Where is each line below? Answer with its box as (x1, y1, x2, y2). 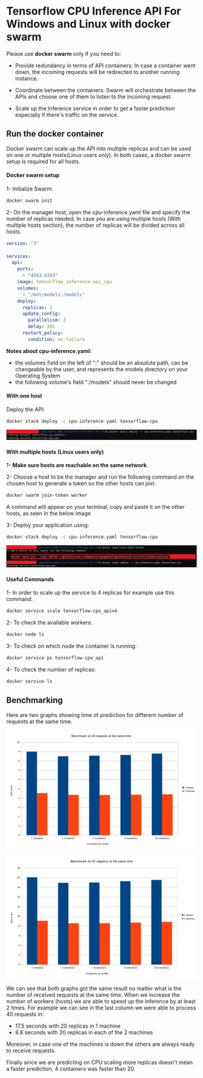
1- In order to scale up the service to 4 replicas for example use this (6, 589, 175, 596)
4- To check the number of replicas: (6, 665, 96, 673)
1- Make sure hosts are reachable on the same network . (6, 462, 149, 469)
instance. (14, 75, 38, 82)
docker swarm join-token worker (6, 493, 88, 499)
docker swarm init (6, 197, 53, 204)
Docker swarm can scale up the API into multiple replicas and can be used (6, 144, 192, 152)
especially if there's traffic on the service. (14, 111, 119, 118)
